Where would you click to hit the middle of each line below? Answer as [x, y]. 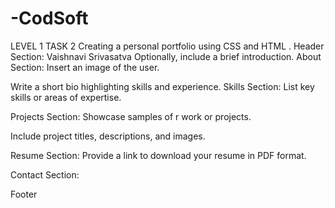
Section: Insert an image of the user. [85, 67]
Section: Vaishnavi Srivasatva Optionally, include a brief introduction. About [166, 56]
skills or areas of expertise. [66, 97]
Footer [24, 194]
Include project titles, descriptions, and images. [108, 136]
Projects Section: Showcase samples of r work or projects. [131, 116]
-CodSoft [49, 18]
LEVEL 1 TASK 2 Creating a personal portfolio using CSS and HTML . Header [167, 46]
